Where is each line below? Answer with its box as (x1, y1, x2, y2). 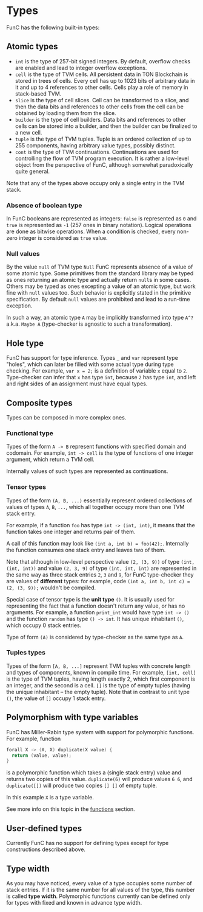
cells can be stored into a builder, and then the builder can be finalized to (15, 122, 198, 130)
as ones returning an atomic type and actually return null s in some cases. (6, 276, 191, 284)
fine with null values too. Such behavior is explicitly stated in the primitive (6, 289, 191, 296)
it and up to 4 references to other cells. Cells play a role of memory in (15, 83, 188, 91)
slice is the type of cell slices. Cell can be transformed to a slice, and (15, 96, 189, 103)
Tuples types (6, 648, 45, 657)
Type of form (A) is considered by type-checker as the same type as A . (6, 633, 184, 640)
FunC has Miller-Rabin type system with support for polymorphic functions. (6, 728, 195, 735)
